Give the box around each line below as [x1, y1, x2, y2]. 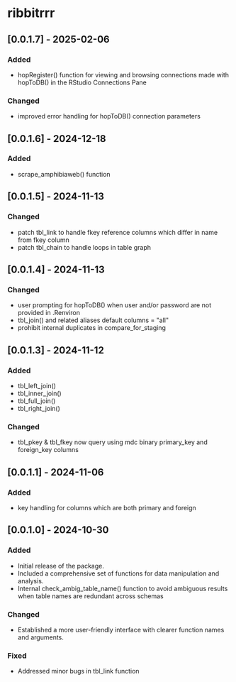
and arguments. [17, 633, 64, 642]
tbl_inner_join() [17, 389, 62, 397]
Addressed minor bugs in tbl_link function [17, 667, 140, 676]
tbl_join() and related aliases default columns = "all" [17, 316, 169, 324]
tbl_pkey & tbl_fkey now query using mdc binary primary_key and [17, 438, 208, 446]
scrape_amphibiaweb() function [17, 170, 111, 178]
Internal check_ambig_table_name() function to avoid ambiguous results [17, 584, 228, 593]
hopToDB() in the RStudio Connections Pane [17, 78, 147, 87]
